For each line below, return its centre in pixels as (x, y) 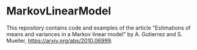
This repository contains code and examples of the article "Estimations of (99, 28)
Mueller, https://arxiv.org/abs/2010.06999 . (59, 40)
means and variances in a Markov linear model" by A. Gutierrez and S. (95, 34)
